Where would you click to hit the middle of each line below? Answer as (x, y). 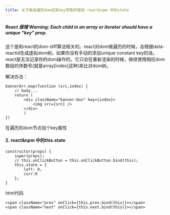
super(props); (29, 156)
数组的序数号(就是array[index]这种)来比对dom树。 (58, 66)
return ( (24, 95)
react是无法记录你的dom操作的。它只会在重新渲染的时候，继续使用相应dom (85, 59)
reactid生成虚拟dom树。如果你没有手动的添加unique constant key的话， (81, 53)
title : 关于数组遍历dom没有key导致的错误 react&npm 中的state (67, 10)
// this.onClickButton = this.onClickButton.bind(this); (77, 160)
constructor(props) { (28, 152)
